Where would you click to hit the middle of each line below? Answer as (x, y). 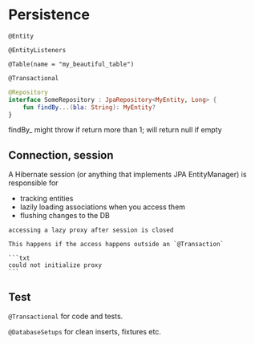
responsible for (33, 183)
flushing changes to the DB (65, 216)
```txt (19, 258)
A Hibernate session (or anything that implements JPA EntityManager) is (127, 175)
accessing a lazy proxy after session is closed (91, 230)
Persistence (49, 15)
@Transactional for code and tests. (66, 316)
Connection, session (61, 155)
